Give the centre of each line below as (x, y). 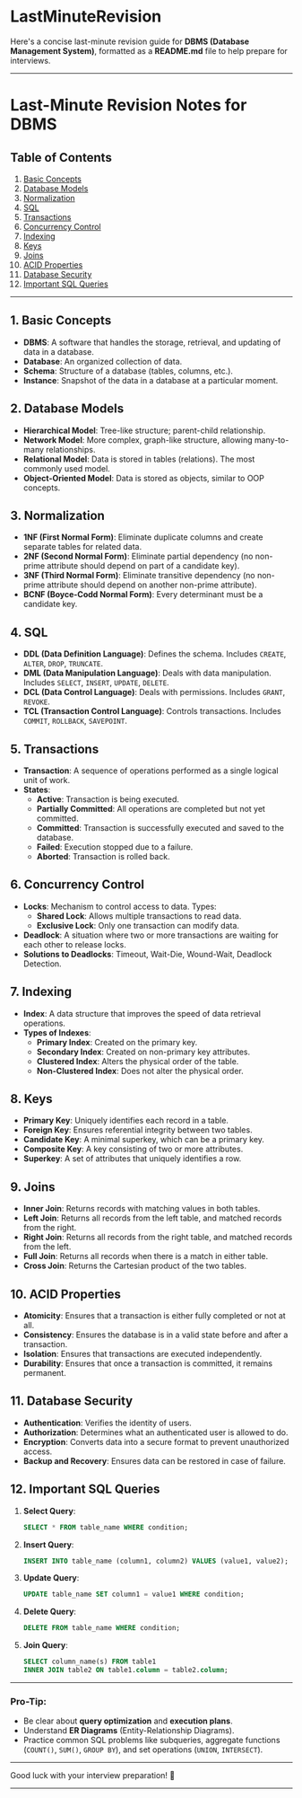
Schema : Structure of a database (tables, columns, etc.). (128, 371)
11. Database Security (72, 1401)
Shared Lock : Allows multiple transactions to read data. (139, 916)
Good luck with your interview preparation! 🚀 (93, 1776)
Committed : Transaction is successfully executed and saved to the (160, 828)
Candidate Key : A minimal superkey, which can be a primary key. (144, 1140)
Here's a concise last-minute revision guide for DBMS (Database (130, 41)
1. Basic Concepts (61, 321)
